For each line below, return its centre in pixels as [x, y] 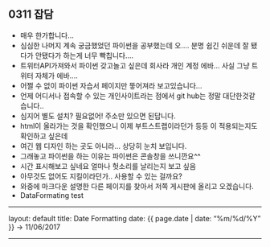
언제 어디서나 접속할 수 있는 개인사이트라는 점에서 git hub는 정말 [120, 96]
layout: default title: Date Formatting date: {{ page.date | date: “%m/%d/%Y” [135, 218]
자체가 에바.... [56, 76]
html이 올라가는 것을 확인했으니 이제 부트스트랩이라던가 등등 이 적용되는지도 [139, 126]
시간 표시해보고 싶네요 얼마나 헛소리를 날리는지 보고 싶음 [108, 166]
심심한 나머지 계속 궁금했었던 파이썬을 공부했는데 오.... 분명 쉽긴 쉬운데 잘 [134, 45]
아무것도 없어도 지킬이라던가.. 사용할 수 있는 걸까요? [101, 176]
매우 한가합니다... [47, 35]
